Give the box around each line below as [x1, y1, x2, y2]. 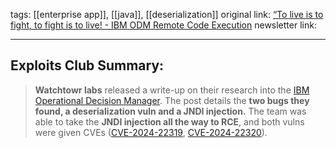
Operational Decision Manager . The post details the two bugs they [34, 94, 310, 106]
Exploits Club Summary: [10, 57, 165, 74]
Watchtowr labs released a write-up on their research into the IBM [34, 84, 310, 96]
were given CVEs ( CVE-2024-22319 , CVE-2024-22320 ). [34, 126, 268, 138]
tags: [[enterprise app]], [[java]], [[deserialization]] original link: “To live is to [10, 9, 324, 20]
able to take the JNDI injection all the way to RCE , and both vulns [34, 115, 305, 128]
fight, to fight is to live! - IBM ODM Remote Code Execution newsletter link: [10, 19, 317, 31]
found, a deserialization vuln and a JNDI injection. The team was [34, 105, 307, 117]
